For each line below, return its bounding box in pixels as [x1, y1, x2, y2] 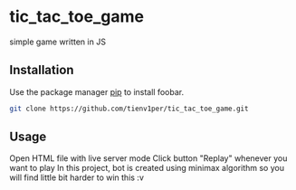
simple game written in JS [9, 36, 107, 47]
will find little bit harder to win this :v [9, 172, 145, 183]
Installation [9, 62, 74, 78]
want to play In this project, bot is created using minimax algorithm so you [9, 163, 285, 174]
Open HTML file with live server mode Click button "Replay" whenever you [9, 153, 288, 164]
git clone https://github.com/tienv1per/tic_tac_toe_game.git [9, 104, 249, 113]
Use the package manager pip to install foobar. [9, 86, 184, 97]
